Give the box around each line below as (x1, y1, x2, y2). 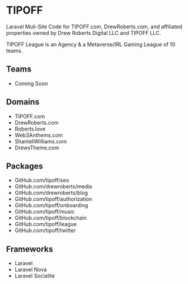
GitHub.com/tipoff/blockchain (14, 214, 87, 221)
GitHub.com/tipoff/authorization (14, 195, 93, 203)
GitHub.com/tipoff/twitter (14, 227, 76, 234)
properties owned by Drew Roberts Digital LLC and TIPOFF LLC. (6, 29, 161, 36)
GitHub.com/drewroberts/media (14, 183, 93, 190)
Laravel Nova (14, 266, 47, 273)
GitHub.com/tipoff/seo (14, 177, 70, 184)
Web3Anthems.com (14, 131, 63, 139)
